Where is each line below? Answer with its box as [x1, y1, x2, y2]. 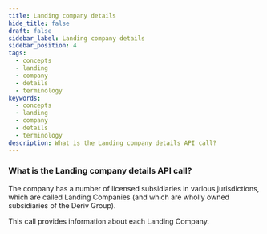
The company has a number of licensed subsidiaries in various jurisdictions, [8, 183, 260, 193]
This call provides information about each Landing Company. [8, 216, 210, 226]
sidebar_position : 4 [8, 42, 78, 50]
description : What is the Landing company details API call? [8, 138, 217, 147]
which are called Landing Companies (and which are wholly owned [8, 192, 230, 202]
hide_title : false [8, 19, 70, 27]
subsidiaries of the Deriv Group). [8, 200, 116, 210]
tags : [8, 49, 26, 57]
